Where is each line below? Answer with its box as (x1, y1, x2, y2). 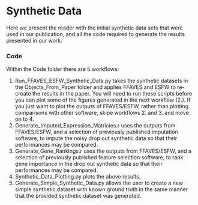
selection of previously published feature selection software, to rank (14, 154, 184, 161)
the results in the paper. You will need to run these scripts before (32, 90, 193, 97)
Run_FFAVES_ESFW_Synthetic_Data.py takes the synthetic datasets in (14, 77, 188, 85)
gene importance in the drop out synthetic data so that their (14, 161, 163, 168)
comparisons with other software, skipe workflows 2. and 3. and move (14, 109, 189, 117)
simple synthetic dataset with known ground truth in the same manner (14, 186, 188, 193)
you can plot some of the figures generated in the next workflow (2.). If (14, 96, 191, 103)
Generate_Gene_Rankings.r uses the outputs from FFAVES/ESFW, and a (14, 147, 192, 155)
